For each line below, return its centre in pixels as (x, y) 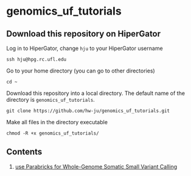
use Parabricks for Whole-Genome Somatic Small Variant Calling (96, 166)
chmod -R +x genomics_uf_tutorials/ (53, 133)
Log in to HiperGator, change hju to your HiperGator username (85, 48)
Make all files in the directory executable (57, 122)
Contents (24, 152)
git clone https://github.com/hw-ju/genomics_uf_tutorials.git (88, 111)
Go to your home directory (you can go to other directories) (81, 71)
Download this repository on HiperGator (84, 34)
